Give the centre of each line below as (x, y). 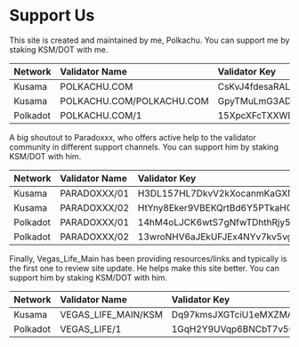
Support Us (52, 16)
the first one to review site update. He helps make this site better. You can (145, 268)
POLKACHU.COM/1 (101, 115)
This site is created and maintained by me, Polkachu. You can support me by (149, 40)
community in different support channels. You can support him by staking (144, 147)
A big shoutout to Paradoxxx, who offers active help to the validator (133, 137)
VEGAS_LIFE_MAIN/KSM (111, 314)
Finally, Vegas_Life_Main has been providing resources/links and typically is (148, 258)
